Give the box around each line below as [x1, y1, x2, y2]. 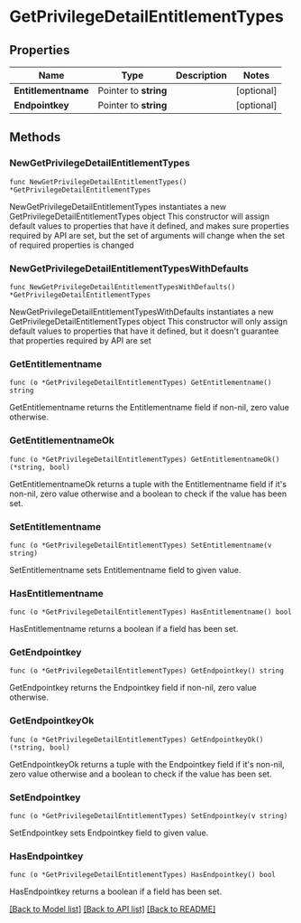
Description [175, 70, 227, 81]
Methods [9, 129, 61, 146]
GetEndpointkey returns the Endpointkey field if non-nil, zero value [9, 683, 257, 693]
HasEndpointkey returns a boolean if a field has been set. [9, 886, 223, 897]
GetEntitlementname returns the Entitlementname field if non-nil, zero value [9, 402, 290, 413]
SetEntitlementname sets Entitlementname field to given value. [9, 564, 242, 575]
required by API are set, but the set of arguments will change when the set [9, 230, 286, 240]
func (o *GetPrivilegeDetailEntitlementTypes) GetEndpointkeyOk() [9, 735, 264, 744]
